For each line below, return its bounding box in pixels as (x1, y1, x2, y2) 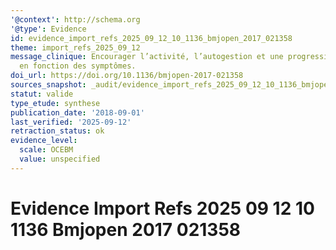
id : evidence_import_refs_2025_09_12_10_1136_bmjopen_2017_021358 (10, 33, 293, 43)
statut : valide (10, 89, 74, 99)
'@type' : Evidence (10, 24, 87, 34)
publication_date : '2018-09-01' (10, 107, 145, 118)
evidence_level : (10, 136, 78, 146)
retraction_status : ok (10, 126, 105, 136)
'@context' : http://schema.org (10, 14, 141, 25)
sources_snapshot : (10, 80, 87, 90)
